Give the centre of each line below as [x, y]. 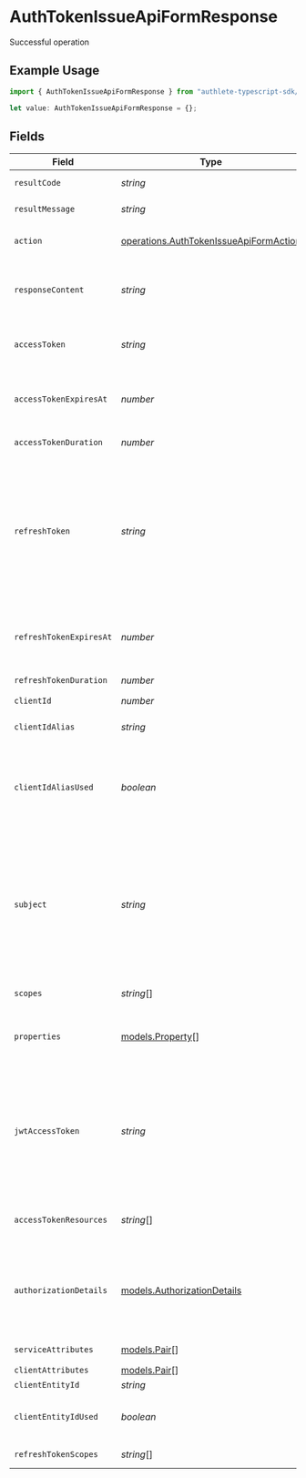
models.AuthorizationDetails [181, 1290]
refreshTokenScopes [56, 1455]
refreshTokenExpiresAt [63, 637]
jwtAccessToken [47, 1131]
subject [31, 905]
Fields [27, 136]
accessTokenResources [61, 1220]
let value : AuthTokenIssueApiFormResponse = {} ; [103, 108]
